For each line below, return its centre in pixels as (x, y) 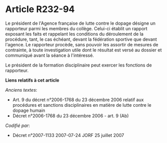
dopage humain (29, 110)
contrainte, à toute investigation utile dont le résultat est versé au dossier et (84, 50)
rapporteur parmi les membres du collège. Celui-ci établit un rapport (76, 28)
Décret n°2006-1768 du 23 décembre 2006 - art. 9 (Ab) (71, 116)
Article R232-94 (40, 9)
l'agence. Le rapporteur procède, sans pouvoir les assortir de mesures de (82, 44)
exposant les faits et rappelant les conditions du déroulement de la (74, 34)
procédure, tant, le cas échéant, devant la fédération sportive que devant (81, 39)
